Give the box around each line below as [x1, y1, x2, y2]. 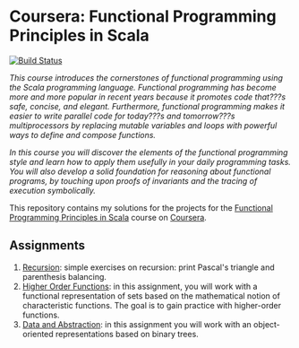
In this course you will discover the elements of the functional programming [9, 146, 288, 158]
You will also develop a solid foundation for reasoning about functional [9, 166, 271, 177]
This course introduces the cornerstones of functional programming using [9, 72, 284, 83]
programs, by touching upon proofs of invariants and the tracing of [9, 175, 258, 186]
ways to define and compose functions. [9, 129, 157, 140]
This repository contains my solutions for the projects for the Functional [9, 202, 273, 213]
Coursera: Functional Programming [9, 6, 277, 27]
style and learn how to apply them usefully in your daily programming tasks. [9, 156, 291, 167]
